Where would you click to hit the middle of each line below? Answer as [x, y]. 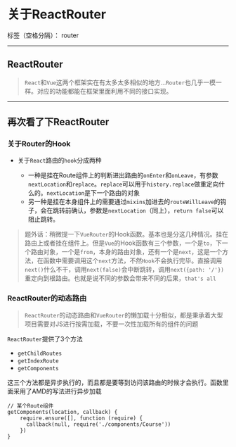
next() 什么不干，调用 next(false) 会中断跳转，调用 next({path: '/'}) [124, 270]
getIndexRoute [38, 361]
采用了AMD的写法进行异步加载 [57, 391]
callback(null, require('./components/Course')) [98, 424]
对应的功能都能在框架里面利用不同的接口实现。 [105, 91]
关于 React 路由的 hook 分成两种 [59, 160]
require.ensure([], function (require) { [81, 418]
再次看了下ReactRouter [58, 122]
